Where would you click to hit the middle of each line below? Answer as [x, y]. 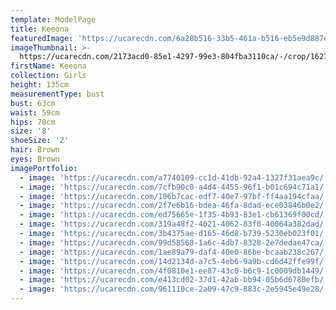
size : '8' [31, 131]
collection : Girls [48, 76]
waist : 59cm [35, 112]
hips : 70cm [33, 122]
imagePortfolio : [44, 168]
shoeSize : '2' [40, 141]
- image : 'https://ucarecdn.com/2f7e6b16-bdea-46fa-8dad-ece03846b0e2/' [174, 206]
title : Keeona [40, 29]
